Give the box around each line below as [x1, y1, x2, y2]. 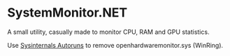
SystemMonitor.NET [7, 5, 128, 21]
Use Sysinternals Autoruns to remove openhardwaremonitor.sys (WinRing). [7, 41, 224, 49]
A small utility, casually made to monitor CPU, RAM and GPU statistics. [7, 28, 210, 36]
